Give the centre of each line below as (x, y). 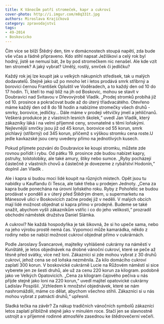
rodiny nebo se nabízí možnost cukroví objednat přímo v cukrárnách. (75, 235)
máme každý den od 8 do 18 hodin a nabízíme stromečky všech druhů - (78, 107)
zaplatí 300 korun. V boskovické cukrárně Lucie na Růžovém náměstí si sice (82, 265)
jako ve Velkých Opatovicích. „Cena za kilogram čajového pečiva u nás (77, 275)
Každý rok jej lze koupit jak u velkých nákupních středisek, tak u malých (78, 76)
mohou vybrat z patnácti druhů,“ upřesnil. (47, 296)
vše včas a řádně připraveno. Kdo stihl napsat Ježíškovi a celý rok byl (75, 56)
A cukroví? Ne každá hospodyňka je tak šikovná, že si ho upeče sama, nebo (82, 224)
